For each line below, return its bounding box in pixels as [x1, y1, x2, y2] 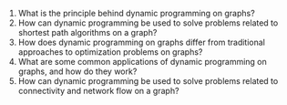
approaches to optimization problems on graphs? [17, 47, 203, 58]
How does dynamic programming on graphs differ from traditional [17, 37, 266, 47]
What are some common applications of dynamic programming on [17, 57, 267, 67]
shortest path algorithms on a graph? [17, 27, 158, 37]
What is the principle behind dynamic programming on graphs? [17, 8, 255, 18]
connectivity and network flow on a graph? [17, 86, 179, 96]
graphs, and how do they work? [17, 66, 138, 77]
